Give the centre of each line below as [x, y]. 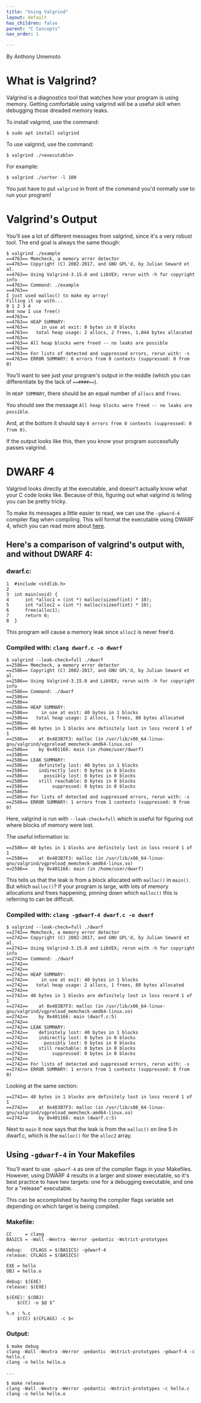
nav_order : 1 [23, 34]
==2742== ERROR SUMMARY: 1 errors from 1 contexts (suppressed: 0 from [98, 1069]
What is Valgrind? [52, 81]
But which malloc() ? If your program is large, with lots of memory [87, 886]
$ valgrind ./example [33, 254]
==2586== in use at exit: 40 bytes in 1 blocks [72, 712]
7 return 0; [28, 615]
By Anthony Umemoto [34, 57]
